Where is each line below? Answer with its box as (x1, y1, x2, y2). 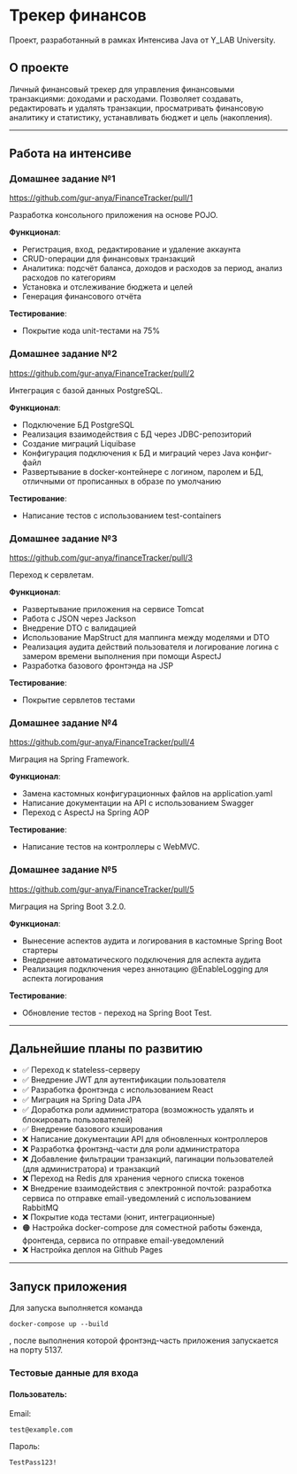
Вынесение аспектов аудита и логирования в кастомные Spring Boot (21, 935, 283, 946)
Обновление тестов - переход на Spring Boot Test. (21, 1007, 212, 1018)
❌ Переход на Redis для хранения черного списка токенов (21, 1173, 245, 1183)
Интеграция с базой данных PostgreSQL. (9, 384, 164, 395)
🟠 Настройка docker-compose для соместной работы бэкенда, (21, 1222, 263, 1233)
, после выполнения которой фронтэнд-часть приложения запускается (9, 1335, 278, 1346)
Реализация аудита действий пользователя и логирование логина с (21, 641, 279, 652)
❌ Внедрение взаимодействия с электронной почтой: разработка (21, 1183, 272, 1194)
